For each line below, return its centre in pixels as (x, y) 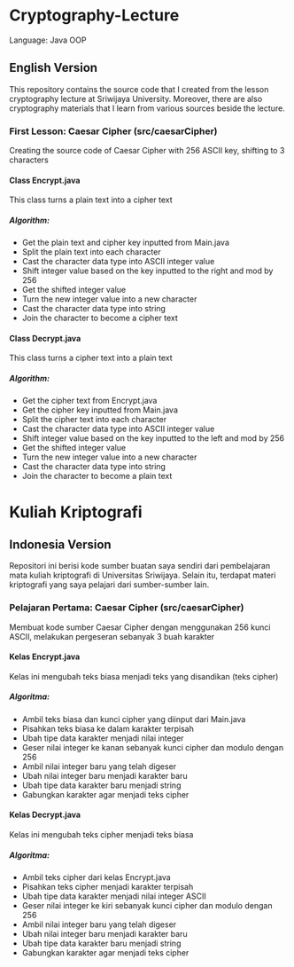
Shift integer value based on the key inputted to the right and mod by (147, 271)
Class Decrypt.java (45, 338)
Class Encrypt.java (45, 180)
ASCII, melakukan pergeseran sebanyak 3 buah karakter (112, 636)
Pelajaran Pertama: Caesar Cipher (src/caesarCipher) (127, 608)
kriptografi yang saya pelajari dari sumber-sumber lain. (109, 585)
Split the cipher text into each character (94, 420)
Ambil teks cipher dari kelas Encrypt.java (96, 877)
